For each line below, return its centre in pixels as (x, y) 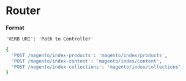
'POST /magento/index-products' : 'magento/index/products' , (89, 55)
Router (23, 11)
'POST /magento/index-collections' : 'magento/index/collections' (96, 67)
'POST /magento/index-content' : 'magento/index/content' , (87, 61)
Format (15, 28)
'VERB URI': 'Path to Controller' (50, 39)
